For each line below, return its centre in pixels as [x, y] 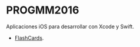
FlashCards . [29, 38]
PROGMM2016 [43, 10]
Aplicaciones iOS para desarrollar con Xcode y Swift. [70, 26]
